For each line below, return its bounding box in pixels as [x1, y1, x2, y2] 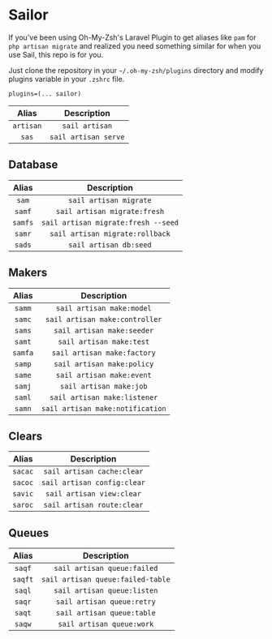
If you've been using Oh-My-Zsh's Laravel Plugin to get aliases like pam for [8, 32, 257, 42]
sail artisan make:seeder [54, 326, 154, 335]
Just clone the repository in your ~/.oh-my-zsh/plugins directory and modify [8, 65, 264, 75]
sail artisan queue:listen [54, 586, 158, 595]
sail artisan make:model [55, 303, 152, 313]
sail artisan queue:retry [55, 598, 156, 607]
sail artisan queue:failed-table [41, 575, 171, 585]
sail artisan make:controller [45, 315, 162, 324]
